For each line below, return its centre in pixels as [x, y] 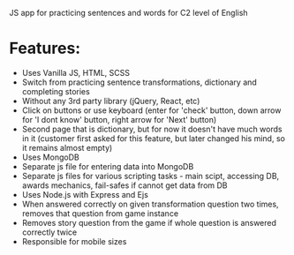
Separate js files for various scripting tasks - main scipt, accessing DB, [151, 176]
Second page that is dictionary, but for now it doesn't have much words [152, 129]
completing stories [56, 91]
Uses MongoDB [50, 157]
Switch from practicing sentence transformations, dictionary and [139, 82]
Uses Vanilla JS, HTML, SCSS [76, 72]
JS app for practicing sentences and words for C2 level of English [129, 13]
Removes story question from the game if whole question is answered [149, 222]
